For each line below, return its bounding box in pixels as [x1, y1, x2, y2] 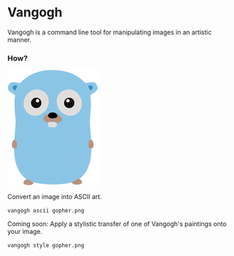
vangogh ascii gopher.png [7, 208, 84, 215]
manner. [7, 35, 32, 43]
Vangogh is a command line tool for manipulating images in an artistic [7, 28, 212, 36]
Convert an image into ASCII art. [7, 193, 102, 201]
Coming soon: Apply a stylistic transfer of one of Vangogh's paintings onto [7, 220, 227, 228]
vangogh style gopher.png [7, 242, 84, 250]
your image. [7, 227, 43, 236]
